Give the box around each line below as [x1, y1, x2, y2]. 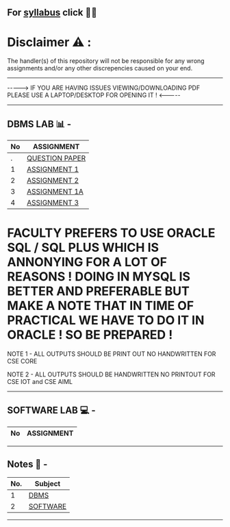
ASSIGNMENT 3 [27, 198, 79, 207]
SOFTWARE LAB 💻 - [7, 404, 96, 416]
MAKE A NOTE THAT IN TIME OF [7, 298, 194, 313]
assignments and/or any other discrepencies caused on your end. [7, 64, 193, 73]
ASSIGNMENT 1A [27, 187, 84, 196]
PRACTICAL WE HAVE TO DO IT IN [7, 313, 205, 329]
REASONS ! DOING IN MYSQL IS [7, 269, 190, 285]
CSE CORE [7, 357, 38, 365]
